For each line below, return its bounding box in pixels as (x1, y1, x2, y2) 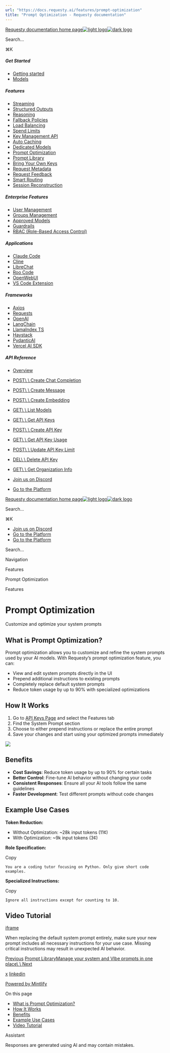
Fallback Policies (12, 117, 48, 123)
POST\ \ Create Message (12, 387, 65, 394)
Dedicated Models (12, 144, 51, 150)
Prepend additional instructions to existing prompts (12, 676, 120, 682)
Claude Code (12, 253, 41, 259)
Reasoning (12, 111, 36, 118)
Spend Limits (12, 128, 41, 134)
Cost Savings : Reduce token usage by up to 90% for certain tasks (12, 769, 152, 775)
